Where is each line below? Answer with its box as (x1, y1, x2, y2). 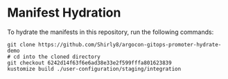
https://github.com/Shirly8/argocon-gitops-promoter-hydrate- (37, 41, 222, 48)
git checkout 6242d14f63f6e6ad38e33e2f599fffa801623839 (7, 59, 172, 67)
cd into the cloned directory (13, 53, 100, 60)
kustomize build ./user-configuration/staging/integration (7, 65, 182, 72)
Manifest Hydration (7, 5, 121, 21)
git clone (7, 41, 36, 48)
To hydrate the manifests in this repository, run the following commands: (7, 28, 214, 36)
